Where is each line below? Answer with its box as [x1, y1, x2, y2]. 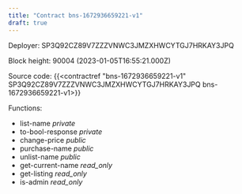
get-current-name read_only [19, 160, 113, 170]
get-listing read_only [19, 169, 87, 178]
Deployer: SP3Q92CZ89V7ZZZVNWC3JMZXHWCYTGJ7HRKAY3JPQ [8, 40, 235, 50]
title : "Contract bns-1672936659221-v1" [8, 11, 144, 20]
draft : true [8, 19, 47, 27]
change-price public [19, 135, 87, 144]
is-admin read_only [19, 177, 83, 186]
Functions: [8, 103, 43, 113]
